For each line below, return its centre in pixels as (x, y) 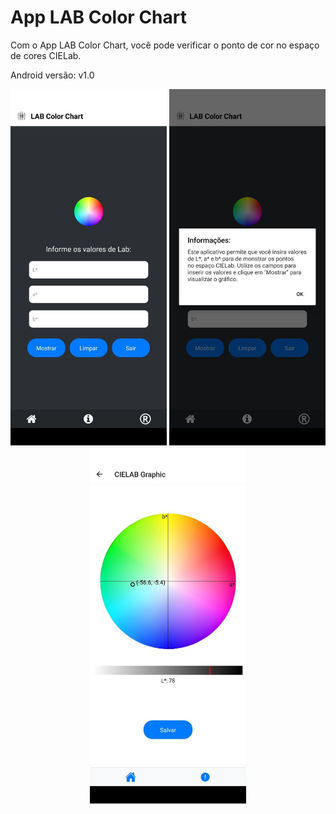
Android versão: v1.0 (52, 75)
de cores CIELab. (46, 55)
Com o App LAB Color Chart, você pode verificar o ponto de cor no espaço (165, 45)
